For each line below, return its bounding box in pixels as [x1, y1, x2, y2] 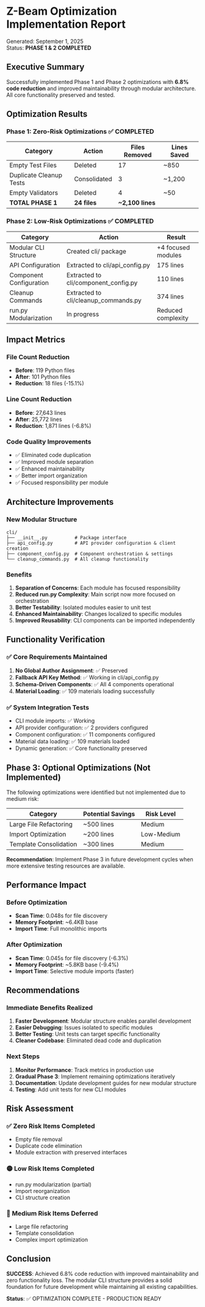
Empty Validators [9, 189, 59, 197]
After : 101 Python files [15, 373, 71, 381]
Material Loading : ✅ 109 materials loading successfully [15, 688, 155, 695]
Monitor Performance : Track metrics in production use [15, 1066, 154, 1074]
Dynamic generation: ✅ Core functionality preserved [15, 744, 148, 752]
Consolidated [74, 175, 113, 183]
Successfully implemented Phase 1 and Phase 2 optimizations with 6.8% [6, 78, 189, 85]
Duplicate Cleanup [9, 171, 63, 180]
